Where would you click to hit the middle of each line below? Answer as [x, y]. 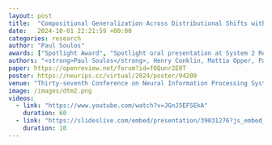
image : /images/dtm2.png [50, 91]
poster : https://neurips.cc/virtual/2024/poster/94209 [103, 76]
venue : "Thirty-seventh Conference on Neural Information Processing [128, 83]
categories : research [45, 38]
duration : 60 [45, 114]
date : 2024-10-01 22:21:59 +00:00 [70, 31]
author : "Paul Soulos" [47, 46]
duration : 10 [45, 128]
